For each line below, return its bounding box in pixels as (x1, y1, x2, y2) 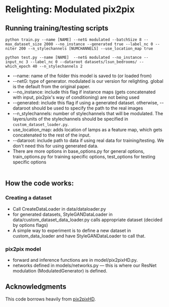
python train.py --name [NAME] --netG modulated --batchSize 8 (5, 37, 142, 42)
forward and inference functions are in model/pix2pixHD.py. (12, 257, 138, 263)
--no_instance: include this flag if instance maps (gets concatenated (12, 89, 156, 95)
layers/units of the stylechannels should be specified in (12, 116, 128, 122)
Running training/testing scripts (5, 24, 109, 32)
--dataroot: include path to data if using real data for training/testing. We (12, 138, 164, 143)
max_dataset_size (5, 42, 42, 47)
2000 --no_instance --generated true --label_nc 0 (44, 42, 153, 47)
